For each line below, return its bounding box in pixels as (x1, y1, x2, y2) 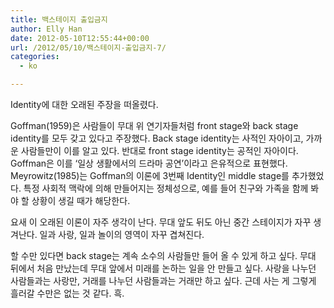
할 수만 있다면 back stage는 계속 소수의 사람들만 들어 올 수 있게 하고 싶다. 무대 (10, 250, 317, 261)
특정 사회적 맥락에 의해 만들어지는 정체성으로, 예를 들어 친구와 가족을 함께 (23, 182, 309, 194)
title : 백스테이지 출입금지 (10, 14, 108, 25)
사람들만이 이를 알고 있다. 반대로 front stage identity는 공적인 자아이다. (20, 145, 299, 156)
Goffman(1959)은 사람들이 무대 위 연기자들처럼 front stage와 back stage (10, 120, 299, 131)
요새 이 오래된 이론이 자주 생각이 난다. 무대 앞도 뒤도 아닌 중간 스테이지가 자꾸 (10, 216, 312, 228)
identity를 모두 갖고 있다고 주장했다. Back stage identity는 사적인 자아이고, (10, 132, 304, 144)
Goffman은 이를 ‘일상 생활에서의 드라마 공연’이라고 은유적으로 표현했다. (10, 157, 288, 169)
